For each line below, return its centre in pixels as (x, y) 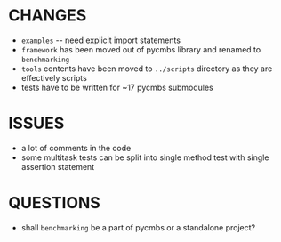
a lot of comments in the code (76, 148)
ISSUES (36, 123)
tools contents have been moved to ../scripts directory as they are (147, 69)
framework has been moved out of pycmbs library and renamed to (141, 49)
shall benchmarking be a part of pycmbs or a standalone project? (138, 227)
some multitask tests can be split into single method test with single (145, 157)
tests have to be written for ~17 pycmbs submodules (117, 87)
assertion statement (58, 166)
